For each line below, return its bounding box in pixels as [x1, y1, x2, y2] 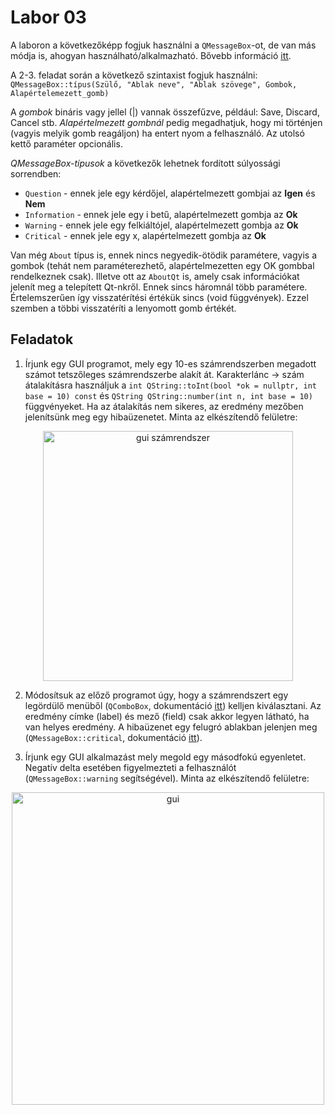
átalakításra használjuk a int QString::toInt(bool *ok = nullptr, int [24, 379, 318, 391]
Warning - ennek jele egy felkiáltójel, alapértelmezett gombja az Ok [24, 219, 299, 231]
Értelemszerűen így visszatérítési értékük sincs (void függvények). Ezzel [10, 291, 309, 303]
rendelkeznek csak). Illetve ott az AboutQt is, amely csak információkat [10, 270, 300, 282]
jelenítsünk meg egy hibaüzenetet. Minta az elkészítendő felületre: [24, 411, 298, 423]
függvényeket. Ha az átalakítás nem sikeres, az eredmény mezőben [24, 400, 304, 412]
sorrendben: [10, 167, 62, 180]
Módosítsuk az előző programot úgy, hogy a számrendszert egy [24, 689, 289, 701]
